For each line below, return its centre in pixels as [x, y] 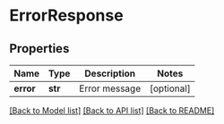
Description [110, 74]
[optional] [170, 88]
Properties [39, 49]
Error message [110, 88]
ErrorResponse [66, 16]
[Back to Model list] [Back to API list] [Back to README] [112, 111]
